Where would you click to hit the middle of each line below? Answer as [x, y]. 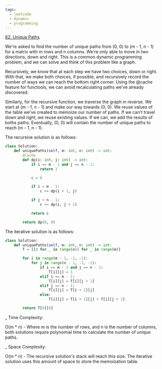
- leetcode [20, 14]
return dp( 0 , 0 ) [39, 222]
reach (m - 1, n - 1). [24, 128]
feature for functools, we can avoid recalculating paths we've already [74, 87]
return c [40, 213]
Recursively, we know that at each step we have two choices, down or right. [81, 72]
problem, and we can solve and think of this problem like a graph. [71, 62]
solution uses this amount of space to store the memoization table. [72, 361]
